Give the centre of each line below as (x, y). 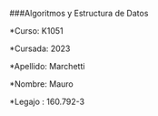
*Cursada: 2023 (40, 48)
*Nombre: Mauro (42, 84)
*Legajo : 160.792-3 (47, 101)
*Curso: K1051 (36, 31)
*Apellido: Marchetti (47, 66)
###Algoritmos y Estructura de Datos (79, 13)
